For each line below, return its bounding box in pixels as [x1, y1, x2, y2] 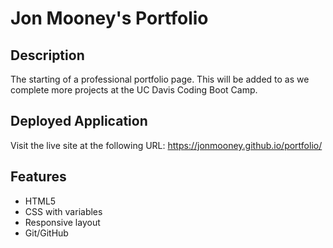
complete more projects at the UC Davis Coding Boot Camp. [10, 84, 258, 96]
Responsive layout [24, 216, 101, 228]
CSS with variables [24, 205, 103, 217]
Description [10, 47, 85, 64]
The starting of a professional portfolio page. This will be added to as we [10, 73, 310, 85]
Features [10, 168, 67, 186]
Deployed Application [10, 113, 148, 130]
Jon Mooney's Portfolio [10, 7, 209, 30]
